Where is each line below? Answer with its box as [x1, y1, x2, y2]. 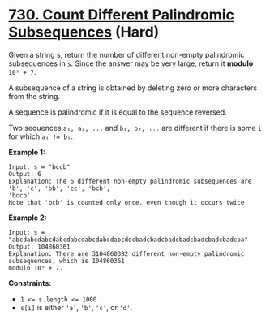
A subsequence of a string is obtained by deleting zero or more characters [8, 83, 258, 93]
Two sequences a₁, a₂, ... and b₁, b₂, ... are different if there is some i [8, 123, 262, 132]
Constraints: [8, 278, 52, 288]
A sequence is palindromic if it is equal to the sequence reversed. [8, 107, 227, 117]
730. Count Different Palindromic [8, 6, 235, 24]
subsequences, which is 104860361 [8, 257, 126, 265]
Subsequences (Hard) [8, 23, 160, 41]
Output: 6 [8, 170, 42, 178]
